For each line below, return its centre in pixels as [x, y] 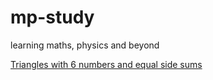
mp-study [52, 17]
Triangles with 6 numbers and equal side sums [106, 64]
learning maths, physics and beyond [85, 45]
